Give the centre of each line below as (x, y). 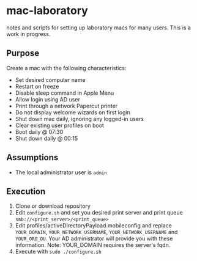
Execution (26, 191)
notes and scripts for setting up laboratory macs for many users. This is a (99, 28)
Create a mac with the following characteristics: (66, 68)
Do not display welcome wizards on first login (72, 112)
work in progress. (28, 34)
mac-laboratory (47, 11)
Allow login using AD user (48, 99)
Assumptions (32, 157)
